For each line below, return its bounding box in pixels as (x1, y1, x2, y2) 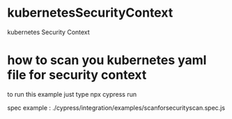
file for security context (7, 68, 147, 83)
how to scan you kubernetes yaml (7, 52, 207, 68)
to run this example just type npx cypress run (7, 90, 137, 98)
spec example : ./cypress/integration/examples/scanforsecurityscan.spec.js (7, 103, 225, 112)
